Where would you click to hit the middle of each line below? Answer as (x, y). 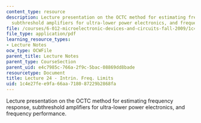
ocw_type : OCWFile (29, 51)
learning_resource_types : (38, 39)
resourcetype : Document (36, 73)
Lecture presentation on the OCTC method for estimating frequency (90, 101)
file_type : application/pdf (41, 34)
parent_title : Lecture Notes (42, 56)
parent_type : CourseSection (41, 61)
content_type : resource (36, 12)
